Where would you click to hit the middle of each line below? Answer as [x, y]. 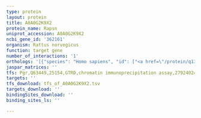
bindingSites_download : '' [40, 95]
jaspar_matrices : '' [32, 67]
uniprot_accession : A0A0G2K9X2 [45, 34]
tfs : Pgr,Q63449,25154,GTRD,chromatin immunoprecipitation [81, 73]
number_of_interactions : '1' [42, 56]
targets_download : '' [33, 89]
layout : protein [26, 17]
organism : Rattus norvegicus [42, 45]
